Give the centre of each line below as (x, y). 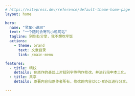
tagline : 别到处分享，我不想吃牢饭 (41, 37)
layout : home (18, 14)
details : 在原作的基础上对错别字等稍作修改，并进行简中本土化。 (71, 73)
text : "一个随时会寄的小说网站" (38, 32)
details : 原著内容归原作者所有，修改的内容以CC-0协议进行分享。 (72, 82)
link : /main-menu (36, 55)
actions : (18, 41)
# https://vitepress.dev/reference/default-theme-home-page (68, 10)
